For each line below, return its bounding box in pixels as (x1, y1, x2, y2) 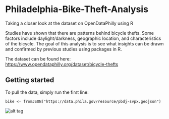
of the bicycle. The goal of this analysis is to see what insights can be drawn (5, 40, 164, 46)
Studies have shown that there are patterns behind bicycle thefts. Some (5, 30, 154, 36)
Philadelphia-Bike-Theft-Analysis (5, 4, 149, 15)
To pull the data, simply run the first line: (5, 89, 89, 95)
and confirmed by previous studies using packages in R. (5, 46, 122, 52)
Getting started (5, 76, 54, 84)
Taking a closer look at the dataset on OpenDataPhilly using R (5, 20, 134, 26)
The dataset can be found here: (5, 55, 71, 62)
